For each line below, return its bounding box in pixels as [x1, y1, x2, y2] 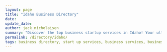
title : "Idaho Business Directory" [5, 12, 79, 17]
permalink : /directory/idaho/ [5, 35, 68, 40]
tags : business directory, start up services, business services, [5, 40, 146, 45]
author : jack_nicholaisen [5, 26, 59, 31]
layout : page [5, 7, 32, 12]
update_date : [5, 21, 32, 26]
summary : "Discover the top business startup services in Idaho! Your [5, 30, 155, 35]
